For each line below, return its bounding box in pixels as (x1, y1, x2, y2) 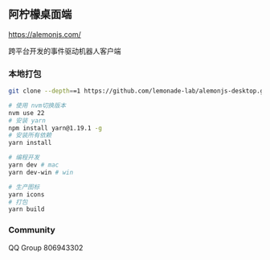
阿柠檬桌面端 (8, 7, 72, 22)
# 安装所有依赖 (8, 131, 52, 139)
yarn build (8, 205, 45, 213)
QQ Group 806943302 (8, 242, 84, 252)
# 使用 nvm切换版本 (8, 101, 67, 109)
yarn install (8, 139, 52, 147)
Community (8, 225, 55, 236)
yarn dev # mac (8, 161, 59, 169)
